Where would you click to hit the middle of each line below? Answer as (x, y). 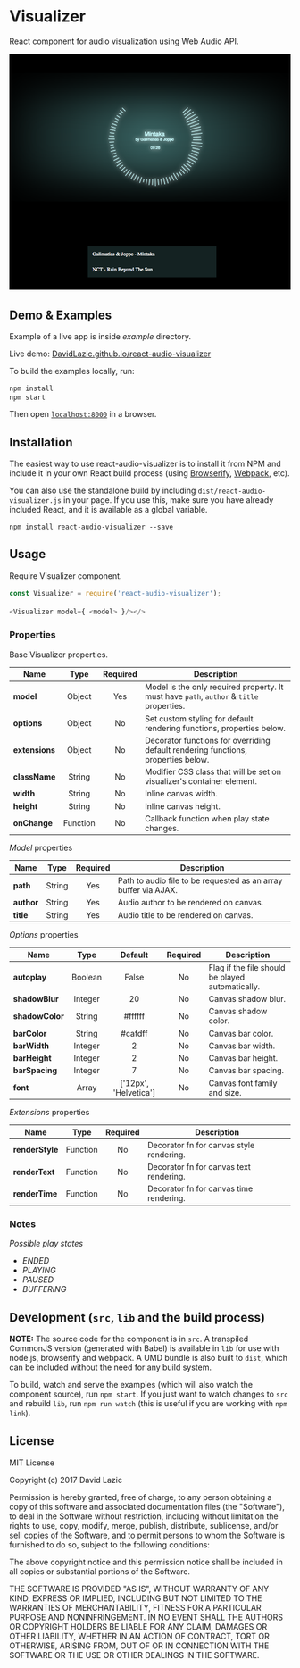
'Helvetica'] (134, 1092)
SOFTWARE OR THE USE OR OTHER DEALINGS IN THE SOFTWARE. (134, 1655)
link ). (20, 1414)
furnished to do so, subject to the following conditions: (109, 1544)
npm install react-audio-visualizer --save (92, 527)
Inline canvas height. (182, 806)
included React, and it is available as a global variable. (108, 509)
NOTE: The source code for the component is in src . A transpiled (129, 1339)
